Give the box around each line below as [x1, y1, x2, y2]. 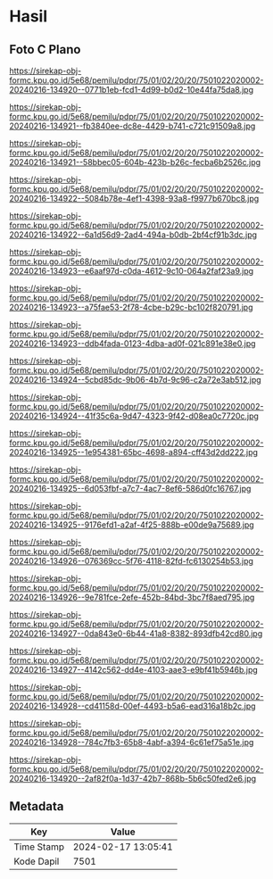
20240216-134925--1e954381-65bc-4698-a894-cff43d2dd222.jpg [9, 447, 259, 457]
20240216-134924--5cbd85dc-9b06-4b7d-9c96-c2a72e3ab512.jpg [9, 375, 261, 385]
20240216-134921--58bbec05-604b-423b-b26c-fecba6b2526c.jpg [9, 157, 261, 167]
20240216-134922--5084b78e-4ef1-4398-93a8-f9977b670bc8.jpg [9, 194, 260, 203]
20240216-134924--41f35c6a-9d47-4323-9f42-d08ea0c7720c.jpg [9, 410, 259, 421]
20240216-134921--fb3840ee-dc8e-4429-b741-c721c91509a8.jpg [9, 120, 256, 131]
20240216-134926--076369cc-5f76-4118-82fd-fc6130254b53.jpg [9, 556, 254, 566]
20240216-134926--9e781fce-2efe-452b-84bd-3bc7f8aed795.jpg [9, 592, 255, 602]
